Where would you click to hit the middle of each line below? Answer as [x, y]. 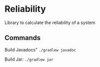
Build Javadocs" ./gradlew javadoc [40, 49]
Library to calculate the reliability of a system [50, 22]
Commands [23, 38]
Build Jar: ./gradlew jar [29, 59]
